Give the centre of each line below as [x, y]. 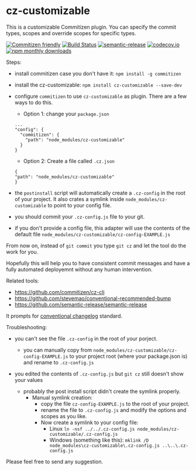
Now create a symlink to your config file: [90, 422]
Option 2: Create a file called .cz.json [69, 161]
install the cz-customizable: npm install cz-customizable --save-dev [98, 85]
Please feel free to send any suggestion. [55, 462]
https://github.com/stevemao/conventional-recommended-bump [93, 298]
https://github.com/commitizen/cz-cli [59, 292]
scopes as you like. [64, 416]
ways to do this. [34, 102]
